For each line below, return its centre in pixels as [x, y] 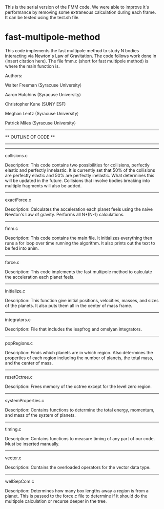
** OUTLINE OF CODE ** [30, 137]
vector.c [13, 458]
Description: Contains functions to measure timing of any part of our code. [80, 438]
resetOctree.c [19, 377]
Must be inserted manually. [32, 444]
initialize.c [15, 291]
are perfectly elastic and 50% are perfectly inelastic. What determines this [80, 175]
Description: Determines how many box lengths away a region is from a [77, 490]
